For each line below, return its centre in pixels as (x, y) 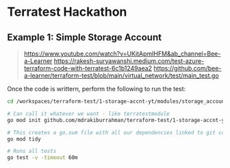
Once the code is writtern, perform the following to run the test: (97, 89)
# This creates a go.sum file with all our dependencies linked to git (111, 132)
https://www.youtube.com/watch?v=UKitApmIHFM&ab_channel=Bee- (122, 53)
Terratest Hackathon (67, 12)
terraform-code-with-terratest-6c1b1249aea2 (88, 68)
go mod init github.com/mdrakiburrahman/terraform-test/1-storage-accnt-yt (117, 120)
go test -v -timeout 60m (42, 158)
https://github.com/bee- (188, 68)
